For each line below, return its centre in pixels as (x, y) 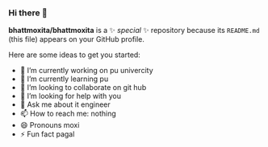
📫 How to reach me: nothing (68, 114)
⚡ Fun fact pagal (47, 134)
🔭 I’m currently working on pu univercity (86, 71)
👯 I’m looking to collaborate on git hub (83, 88)
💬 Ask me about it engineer (65, 104)
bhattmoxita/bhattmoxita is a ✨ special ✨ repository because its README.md (134, 31)
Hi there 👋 (28, 13)
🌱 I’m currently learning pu (64, 79)
